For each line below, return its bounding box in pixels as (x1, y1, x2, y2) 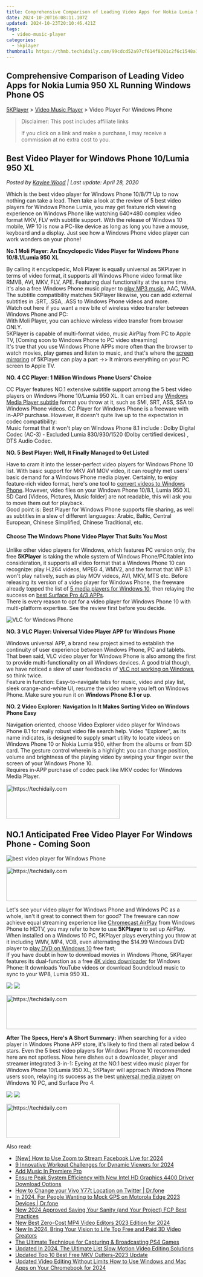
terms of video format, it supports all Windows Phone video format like (6, 272, 182, 280)
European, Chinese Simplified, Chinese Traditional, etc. (6, 519, 143, 526)
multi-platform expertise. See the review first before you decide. (6, 604, 166, 611)
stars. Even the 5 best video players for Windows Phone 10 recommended (6, 1047, 190, 1054)
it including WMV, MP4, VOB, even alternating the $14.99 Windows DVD (6, 938, 185, 946)
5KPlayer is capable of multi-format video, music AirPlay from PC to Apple (6, 330, 192, 337)
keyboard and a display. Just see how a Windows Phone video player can (6, 229, 189, 236)
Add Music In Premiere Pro (14, 1168, 82, 1175)
